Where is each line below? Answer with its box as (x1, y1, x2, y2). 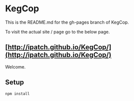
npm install (5, 91, 30, 96)
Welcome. (5, 64, 26, 69)
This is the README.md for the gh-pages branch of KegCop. (5, 19, 129, 25)
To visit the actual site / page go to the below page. (5, 29, 110, 34)
